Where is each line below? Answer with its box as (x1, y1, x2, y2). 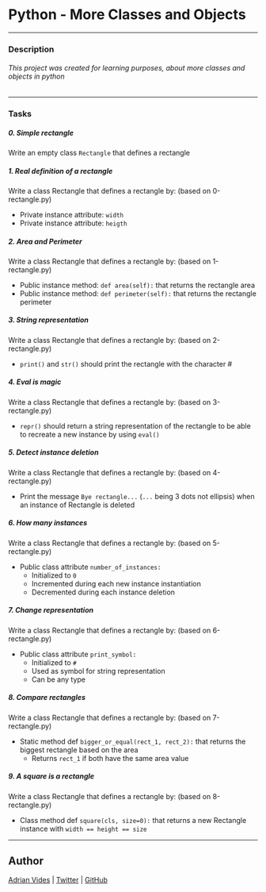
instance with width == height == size (19, 824, 148, 833)
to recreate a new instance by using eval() (19, 429, 160, 439)
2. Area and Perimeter (8, 236, 83, 246)
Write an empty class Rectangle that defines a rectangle (8, 148, 190, 157)
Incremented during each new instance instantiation (31, 579, 202, 588)
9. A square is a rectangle (8, 771, 95, 781)
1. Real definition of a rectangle (8, 166, 113, 175)
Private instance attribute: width (19, 210, 124, 219)
